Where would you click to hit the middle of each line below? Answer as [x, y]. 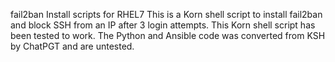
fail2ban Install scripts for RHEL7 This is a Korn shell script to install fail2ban [166, 14]
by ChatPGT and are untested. [72, 46]
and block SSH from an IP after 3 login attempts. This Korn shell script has [163, 25]
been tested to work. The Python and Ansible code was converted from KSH [168, 35]
